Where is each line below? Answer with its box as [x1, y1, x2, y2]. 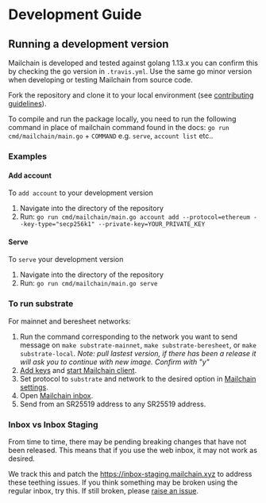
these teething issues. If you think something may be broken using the [8, 478, 238, 487]
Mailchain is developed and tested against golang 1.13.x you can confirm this [8, 58, 258, 67]
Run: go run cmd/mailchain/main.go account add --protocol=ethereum [19, 212, 250, 221]
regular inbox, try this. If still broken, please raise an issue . [8, 486, 199, 495]
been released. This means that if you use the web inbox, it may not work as [8, 445, 258, 455]
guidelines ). [8, 99, 47, 108]
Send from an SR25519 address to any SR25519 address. [19, 399, 206, 409]
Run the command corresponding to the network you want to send [19, 332, 238, 341]
